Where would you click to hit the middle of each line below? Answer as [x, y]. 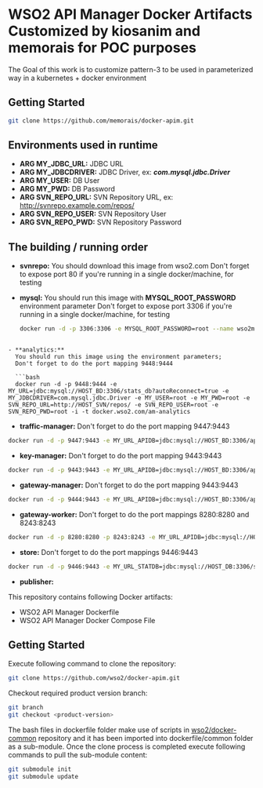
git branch [26, 708]
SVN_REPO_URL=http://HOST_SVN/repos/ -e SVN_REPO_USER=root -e [113, 405]
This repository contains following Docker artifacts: [91, 596]
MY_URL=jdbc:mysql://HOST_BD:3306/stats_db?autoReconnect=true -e [119, 391]
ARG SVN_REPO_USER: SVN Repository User [93, 214]
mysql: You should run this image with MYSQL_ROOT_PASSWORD [128, 298]
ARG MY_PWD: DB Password [67, 189]
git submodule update [43, 776]
